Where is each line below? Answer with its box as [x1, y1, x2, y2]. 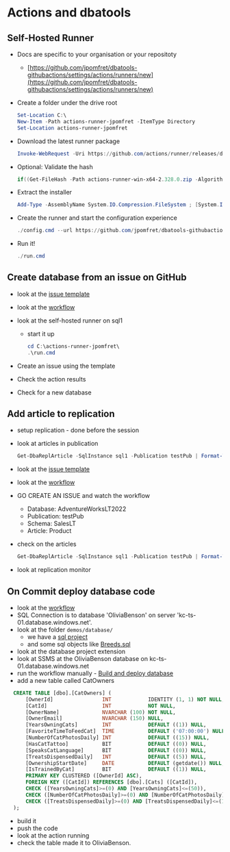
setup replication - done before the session [16, 426, 139, 434]
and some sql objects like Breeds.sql [27, 640, 131, 648]
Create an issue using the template [16, 362, 116, 370]
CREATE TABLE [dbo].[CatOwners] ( [13, 690, 112, 697]
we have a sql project [27, 632, 88, 641]
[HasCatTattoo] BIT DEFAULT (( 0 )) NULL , [25, 740, 207, 747]
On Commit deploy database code [7, 586, 155, 597]
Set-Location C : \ [16, 112, 67, 118]
